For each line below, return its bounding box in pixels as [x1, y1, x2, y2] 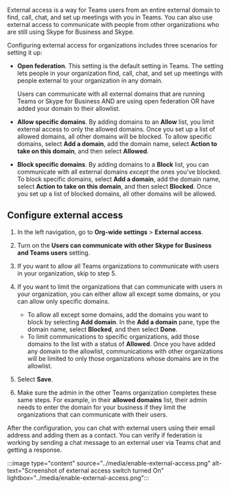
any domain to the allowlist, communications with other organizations [27, 347, 223, 355]
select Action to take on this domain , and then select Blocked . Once [16, 183, 212, 190]
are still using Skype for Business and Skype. [7, 28, 135, 36]
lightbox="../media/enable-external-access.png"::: [7, 473, 150, 481]
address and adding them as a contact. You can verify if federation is [7, 430, 203, 439]
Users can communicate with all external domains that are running [16, 90, 205, 98]
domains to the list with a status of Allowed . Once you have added [27, 340, 216, 348]
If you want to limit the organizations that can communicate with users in [16, 282, 223, 291]
